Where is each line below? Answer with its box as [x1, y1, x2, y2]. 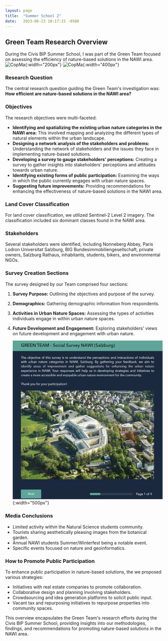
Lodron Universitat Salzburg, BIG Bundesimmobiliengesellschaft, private [5, 247, 153, 253]
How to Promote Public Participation [5, 557, 95, 564]
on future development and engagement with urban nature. [12, 330, 135, 336]
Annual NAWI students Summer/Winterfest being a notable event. [12, 539, 147, 545]
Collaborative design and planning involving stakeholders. [12, 589, 132, 595]
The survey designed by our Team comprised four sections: [5, 281, 128, 287]
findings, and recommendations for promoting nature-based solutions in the [5, 625, 161, 631]
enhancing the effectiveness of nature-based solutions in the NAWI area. [12, 188, 163, 194]
